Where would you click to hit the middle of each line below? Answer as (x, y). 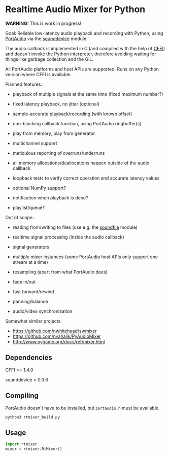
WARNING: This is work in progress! (43, 23)
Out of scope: (20, 217)
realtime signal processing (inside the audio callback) (68, 237)
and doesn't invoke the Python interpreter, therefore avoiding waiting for (81, 54)
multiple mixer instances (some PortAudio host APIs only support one (85, 257)
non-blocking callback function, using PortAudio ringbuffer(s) (77, 123)
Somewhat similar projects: (33, 321)
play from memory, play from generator (54, 133)
